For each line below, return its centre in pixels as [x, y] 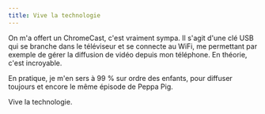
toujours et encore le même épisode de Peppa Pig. [91, 86]
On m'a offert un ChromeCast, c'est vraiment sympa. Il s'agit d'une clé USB [131, 38]
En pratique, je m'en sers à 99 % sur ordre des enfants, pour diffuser [121, 78]
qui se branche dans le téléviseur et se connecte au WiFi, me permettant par [133, 46]
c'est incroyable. [35, 63]
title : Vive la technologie [55, 15]
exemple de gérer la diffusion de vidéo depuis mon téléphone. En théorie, [128, 54]
